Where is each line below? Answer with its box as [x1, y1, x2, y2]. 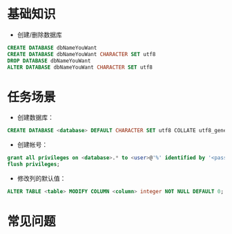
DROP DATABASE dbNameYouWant [7, 57, 91, 64]
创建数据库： [17, 114, 54, 122]
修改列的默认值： [17, 174, 66, 182]
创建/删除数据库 [17, 30, 62, 39]
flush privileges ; [7, 161, 60, 168]
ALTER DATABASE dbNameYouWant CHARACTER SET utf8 [7, 64, 153, 71]
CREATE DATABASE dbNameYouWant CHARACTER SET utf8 [7, 51, 156, 57]
